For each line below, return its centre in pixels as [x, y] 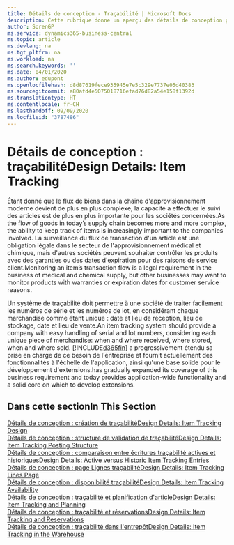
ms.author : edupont [36, 78]
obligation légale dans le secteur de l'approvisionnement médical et [104, 245]
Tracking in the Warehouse [46, 535]
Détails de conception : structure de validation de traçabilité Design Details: [114, 438]
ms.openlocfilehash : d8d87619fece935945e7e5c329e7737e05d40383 [101, 85]
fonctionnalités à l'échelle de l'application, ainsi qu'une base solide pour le [114, 362]
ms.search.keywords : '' [42, 66]
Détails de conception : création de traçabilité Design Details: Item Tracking [114, 423]
